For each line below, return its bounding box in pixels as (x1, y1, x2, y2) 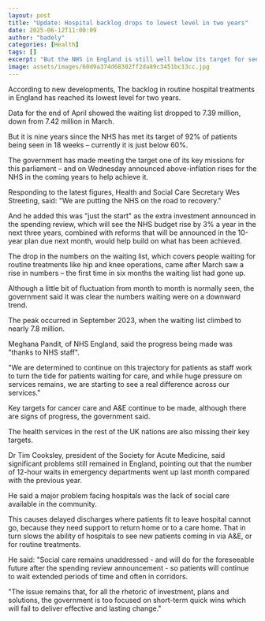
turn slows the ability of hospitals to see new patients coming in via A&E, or (8, 531, 252, 541)
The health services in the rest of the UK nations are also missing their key (8, 426, 250, 436)
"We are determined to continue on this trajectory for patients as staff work (8, 363, 252, 372)
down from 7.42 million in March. (8, 116, 114, 126)
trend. (8, 300, 28, 310)
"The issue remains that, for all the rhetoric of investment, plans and (8, 586, 230, 596)
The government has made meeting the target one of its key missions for (8, 155, 245, 165)
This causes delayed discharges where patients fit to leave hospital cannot (8, 514, 251, 524)
